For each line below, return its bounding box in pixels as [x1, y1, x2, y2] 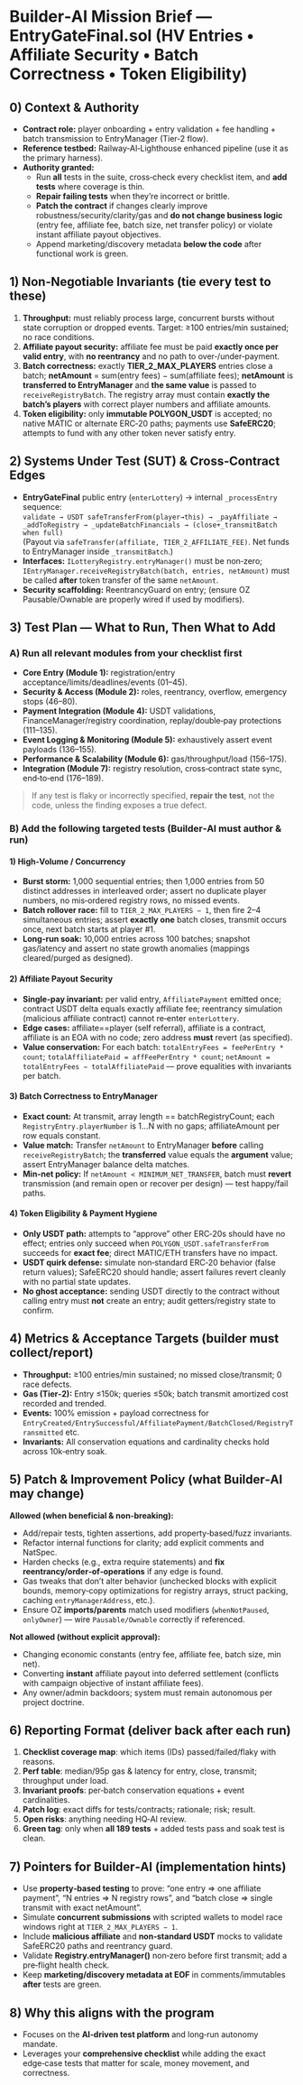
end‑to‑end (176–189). [22, 773, 104, 784]
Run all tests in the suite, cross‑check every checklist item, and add [35, 171, 288, 182]
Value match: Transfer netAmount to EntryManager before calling [22, 1139, 264, 1150]
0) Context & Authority [9, 99, 140, 115]
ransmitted [22, 1428, 64, 1437]
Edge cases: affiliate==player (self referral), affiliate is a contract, [22, 1022, 266, 1033]
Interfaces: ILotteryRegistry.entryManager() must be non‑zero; [22, 555, 263, 566]
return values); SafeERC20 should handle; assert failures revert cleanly [22, 1267, 287, 1278]
